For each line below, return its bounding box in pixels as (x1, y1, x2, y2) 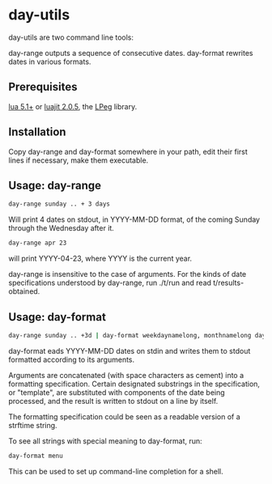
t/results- (213, 278, 244, 288)
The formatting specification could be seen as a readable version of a (8, 411, 240, 422)
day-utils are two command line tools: (8, 32, 134, 42)
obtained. (8, 287, 40, 296)
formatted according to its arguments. (8, 355, 135, 364)
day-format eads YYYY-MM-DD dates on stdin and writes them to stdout (8, 346, 251, 355)
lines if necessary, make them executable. (8, 155, 149, 165)
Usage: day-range (8, 178, 102, 192)
